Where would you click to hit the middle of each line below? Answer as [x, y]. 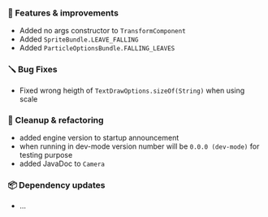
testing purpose [46, 154]
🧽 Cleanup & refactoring [56, 119]
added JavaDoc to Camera [62, 163]
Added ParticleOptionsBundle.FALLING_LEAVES [97, 48]
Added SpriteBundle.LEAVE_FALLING [79, 39]
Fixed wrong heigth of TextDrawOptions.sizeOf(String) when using [132, 90]
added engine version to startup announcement [99, 137]
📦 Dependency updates [57, 184]
